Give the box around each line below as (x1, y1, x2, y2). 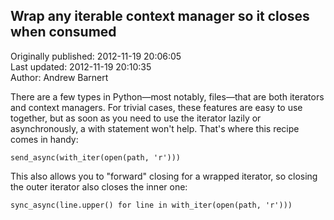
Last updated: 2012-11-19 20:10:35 (10, 60, 152, 73)
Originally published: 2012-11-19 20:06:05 (10, 50, 182, 62)
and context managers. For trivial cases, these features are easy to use (10, 101, 303, 113)
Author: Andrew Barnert (10, 71, 109, 83)
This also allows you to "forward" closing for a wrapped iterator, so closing (10, 170, 318, 182)
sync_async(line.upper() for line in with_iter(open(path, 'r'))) (10, 200, 293, 210)
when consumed (10, 24, 117, 41)
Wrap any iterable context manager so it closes (10, 8, 310, 25)
